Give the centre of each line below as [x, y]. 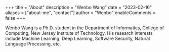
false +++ [15, 18]
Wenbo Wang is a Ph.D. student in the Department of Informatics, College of [85, 28]
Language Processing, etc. [33, 44]
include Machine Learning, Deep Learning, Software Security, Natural [78, 38]
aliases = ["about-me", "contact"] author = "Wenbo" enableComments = [80, 13]
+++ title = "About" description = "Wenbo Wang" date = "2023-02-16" [79, 7]
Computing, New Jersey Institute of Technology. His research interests [79, 33]
